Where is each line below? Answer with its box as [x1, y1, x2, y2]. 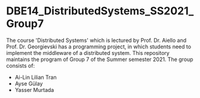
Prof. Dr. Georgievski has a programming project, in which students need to [6, 43, 192, 50]
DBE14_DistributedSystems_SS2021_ [6, 4, 194, 18]
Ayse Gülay [14, 79, 43, 87]
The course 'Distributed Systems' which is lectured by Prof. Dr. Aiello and [6, 36, 187, 44]
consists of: [6, 62, 35, 69]
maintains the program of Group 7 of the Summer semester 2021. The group [6, 56, 193, 63]
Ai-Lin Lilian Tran [14, 73, 57, 81]
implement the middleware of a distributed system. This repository [6, 49, 170, 56]
